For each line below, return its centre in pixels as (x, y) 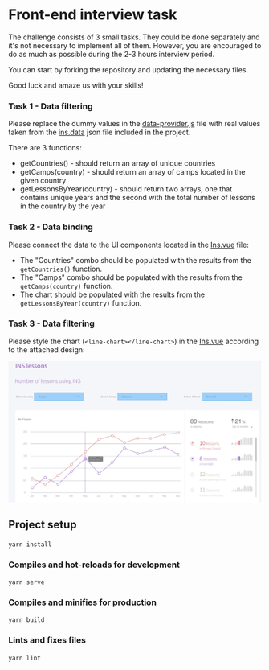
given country (43, 181)
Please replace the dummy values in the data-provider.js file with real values (134, 124)
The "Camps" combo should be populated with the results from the (131, 277)
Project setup (43, 525)
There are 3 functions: (45, 148)
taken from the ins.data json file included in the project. (100, 132)
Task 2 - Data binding (51, 227)
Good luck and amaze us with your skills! (76, 85)
